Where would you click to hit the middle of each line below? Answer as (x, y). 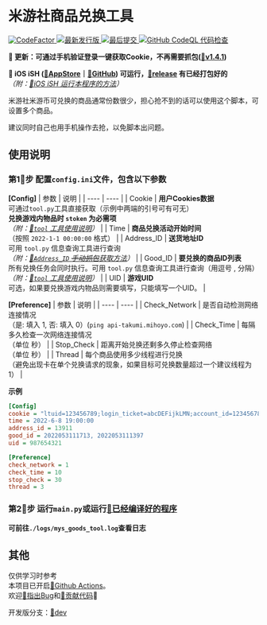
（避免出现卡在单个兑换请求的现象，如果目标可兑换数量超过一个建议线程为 (130, 364)
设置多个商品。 (33, 110)
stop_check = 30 (35, 479)
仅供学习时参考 (33, 576)
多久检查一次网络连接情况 (50, 334)
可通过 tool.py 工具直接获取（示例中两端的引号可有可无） (101, 208)
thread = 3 (26, 487)
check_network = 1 (39, 465)
